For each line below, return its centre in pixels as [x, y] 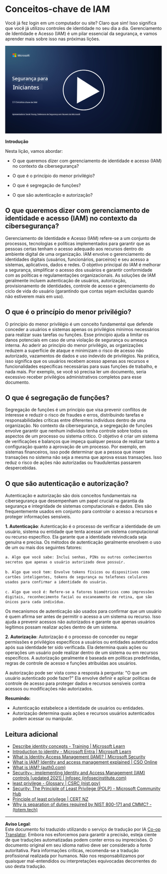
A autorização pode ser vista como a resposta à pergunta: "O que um [76, 673]
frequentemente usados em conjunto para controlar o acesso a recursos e [81, 512]
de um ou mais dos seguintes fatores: [44, 547]
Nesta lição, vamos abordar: [34, 151]
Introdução [17, 141]
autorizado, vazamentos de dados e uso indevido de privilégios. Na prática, [83, 356]
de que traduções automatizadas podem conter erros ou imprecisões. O [79, 840]
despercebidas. [21, 468]
